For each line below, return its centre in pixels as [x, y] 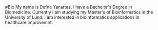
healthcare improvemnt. [29, 22]
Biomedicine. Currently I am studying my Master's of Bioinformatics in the [79, 12]
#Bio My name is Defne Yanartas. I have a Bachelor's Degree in [69, 7]
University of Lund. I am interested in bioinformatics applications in [72, 17]
